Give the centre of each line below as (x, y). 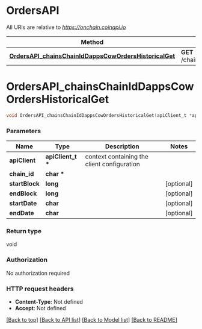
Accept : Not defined (40, 308)
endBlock (23, 193)
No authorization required (38, 273)
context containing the (117, 157)
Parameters (23, 131)
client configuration (112, 164)
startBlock (25, 184)
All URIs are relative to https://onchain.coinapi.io (66, 27)
